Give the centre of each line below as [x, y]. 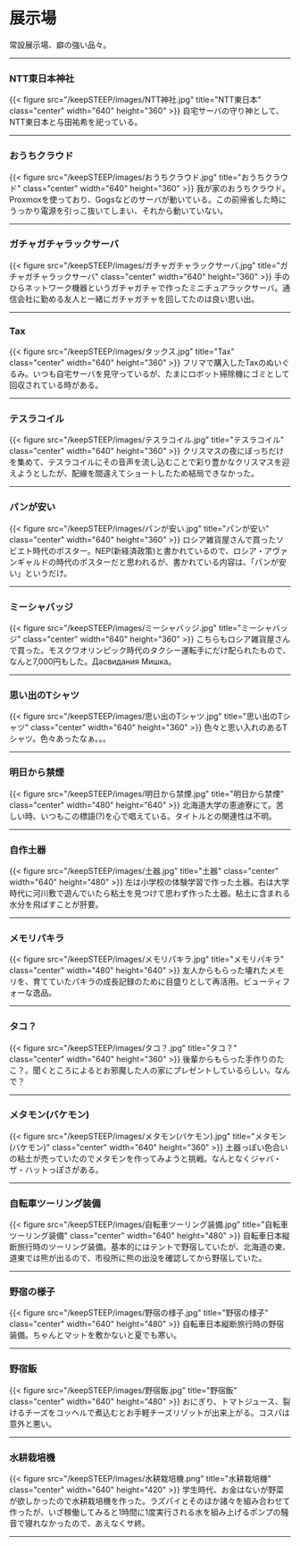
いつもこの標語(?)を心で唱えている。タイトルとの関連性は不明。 [158, 816]
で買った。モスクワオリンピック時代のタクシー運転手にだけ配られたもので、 [150, 651]
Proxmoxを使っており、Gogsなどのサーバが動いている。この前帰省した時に [148, 199]
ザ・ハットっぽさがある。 [56, 1169]
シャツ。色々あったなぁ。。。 [60, 739]
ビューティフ [267, 982]
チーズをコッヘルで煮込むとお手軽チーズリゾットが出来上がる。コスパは [157, 1412]
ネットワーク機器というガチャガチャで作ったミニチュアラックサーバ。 [154, 288]
